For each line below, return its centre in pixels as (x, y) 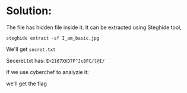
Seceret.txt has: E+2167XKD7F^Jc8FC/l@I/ (56, 60)
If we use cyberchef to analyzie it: (47, 72)
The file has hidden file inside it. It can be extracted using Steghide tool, (94, 27)
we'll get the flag (27, 84)
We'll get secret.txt (31, 49)
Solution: (29, 11)
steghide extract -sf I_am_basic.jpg (53, 38)
